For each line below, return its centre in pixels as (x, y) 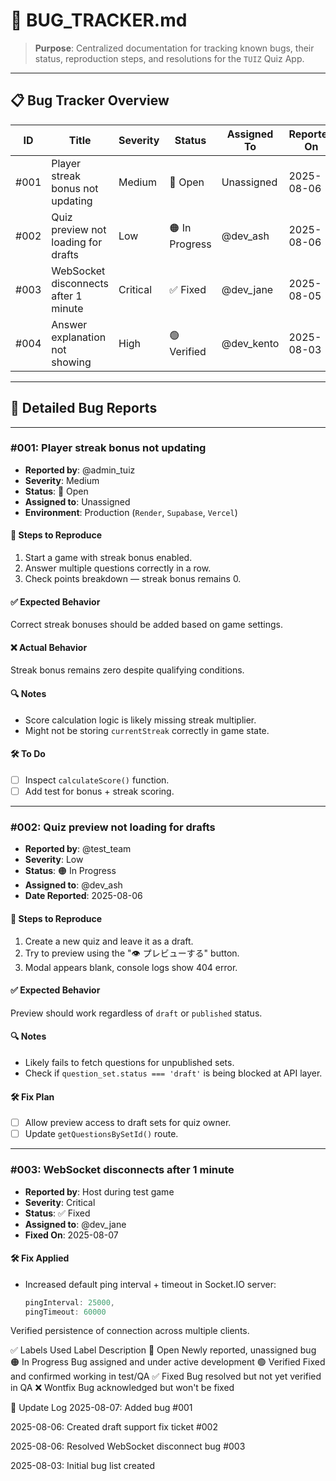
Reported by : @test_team (78, 849)
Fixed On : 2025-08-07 (71, 1235)
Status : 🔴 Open (56, 491)
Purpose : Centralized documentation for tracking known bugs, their (174, 48)
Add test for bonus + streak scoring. (99, 791)
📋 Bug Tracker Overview (90, 100)
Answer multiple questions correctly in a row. (118, 568)
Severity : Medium (62, 480)
